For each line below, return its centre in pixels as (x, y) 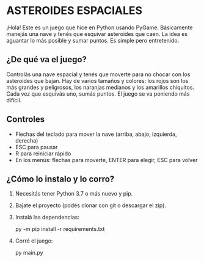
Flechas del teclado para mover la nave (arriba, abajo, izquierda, (96, 134)
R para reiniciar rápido (43, 154)
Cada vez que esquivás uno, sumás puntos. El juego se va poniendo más (98, 94)
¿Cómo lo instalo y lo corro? (60, 179)
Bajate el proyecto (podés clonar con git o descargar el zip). (91, 205)
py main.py (29, 253)
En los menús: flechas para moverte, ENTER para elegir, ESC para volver (106, 160)
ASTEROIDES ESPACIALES (74, 11)
